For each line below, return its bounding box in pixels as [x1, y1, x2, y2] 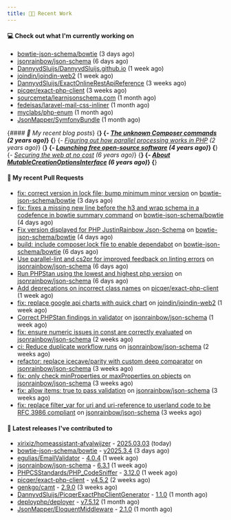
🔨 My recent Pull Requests [7, 173, 84, 182]
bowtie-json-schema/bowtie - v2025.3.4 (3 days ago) [16, 446, 170, 455]
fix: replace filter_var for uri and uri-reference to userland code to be [16, 401, 211, 409]
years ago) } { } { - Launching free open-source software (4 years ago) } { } [7, 143, 219, 151]
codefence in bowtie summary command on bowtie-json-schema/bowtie [16, 211, 224, 219]
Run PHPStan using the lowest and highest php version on [16, 270, 182, 278]
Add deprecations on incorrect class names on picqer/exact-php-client [16, 284, 219, 292]
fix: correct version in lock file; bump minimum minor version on [16, 189, 198, 197]
